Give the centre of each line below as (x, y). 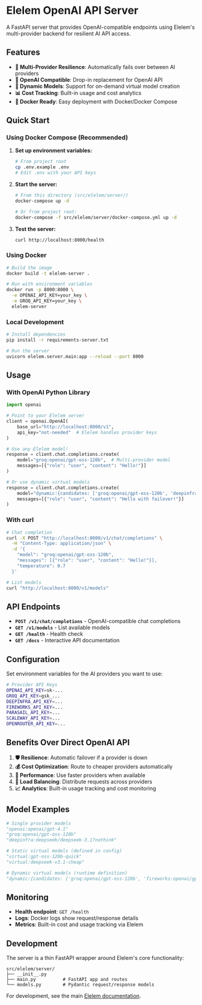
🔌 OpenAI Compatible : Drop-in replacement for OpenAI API (89, 79)
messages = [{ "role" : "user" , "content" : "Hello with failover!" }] (101, 499)
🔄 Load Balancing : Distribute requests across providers (84, 781)
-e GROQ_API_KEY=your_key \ (47, 301)
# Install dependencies (36, 334)
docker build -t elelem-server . (48, 273)
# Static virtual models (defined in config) (64, 851)
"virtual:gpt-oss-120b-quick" (44, 857)
